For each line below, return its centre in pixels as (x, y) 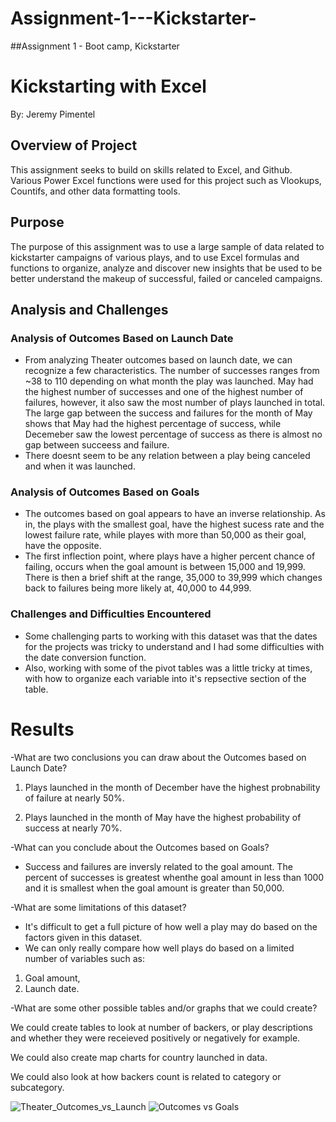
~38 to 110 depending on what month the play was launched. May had (169, 381)
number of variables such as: (85, 958)
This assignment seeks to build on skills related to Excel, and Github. (151, 169)
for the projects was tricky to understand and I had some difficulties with (174, 646)
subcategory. (37, 1087)
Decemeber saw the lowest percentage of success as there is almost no (173, 434)
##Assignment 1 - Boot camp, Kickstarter (95, 46)
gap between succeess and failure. (97, 445)
